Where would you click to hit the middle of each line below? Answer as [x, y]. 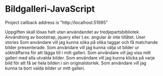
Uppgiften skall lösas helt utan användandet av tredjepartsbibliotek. [72, 32]
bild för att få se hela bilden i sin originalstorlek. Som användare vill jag [76, 63]
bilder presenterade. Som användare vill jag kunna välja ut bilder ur [72, 47]
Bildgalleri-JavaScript [50, 9]
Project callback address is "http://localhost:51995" [56, 22]
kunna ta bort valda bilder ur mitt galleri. [45, 68]
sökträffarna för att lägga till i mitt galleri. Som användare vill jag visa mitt [78, 53]
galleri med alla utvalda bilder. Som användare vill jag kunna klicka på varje [80, 57]
